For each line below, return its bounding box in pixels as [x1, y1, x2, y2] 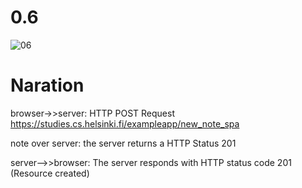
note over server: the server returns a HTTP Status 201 [10, 137, 237, 149]
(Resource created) [10, 167, 90, 179]
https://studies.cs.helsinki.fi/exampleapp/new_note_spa [10, 117, 240, 130]
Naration [10, 74, 85, 97]
